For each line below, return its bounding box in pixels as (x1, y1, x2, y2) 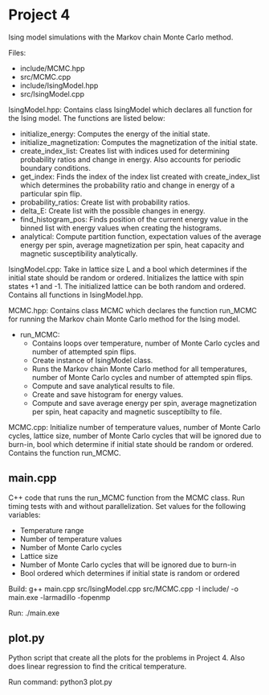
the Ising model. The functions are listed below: (8, 113, 166, 122)
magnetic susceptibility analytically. (19, 248, 138, 259)
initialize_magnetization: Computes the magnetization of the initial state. (19, 137, 259, 147)
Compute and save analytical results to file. (31, 381, 175, 391)
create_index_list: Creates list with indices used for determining (19, 146, 230, 155)
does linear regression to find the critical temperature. (8, 661, 187, 671)
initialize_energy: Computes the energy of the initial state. (19, 129, 210, 139)
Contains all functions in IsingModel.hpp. (8, 290, 144, 300)
